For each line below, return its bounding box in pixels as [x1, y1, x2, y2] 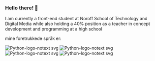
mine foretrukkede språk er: [5, 35, 62, 41]
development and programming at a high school [5, 26, 102, 32]
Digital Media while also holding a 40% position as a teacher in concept [5, 21, 150, 27]
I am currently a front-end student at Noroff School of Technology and [5, 16, 148, 22]
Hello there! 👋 [5, 4, 38, 11]
